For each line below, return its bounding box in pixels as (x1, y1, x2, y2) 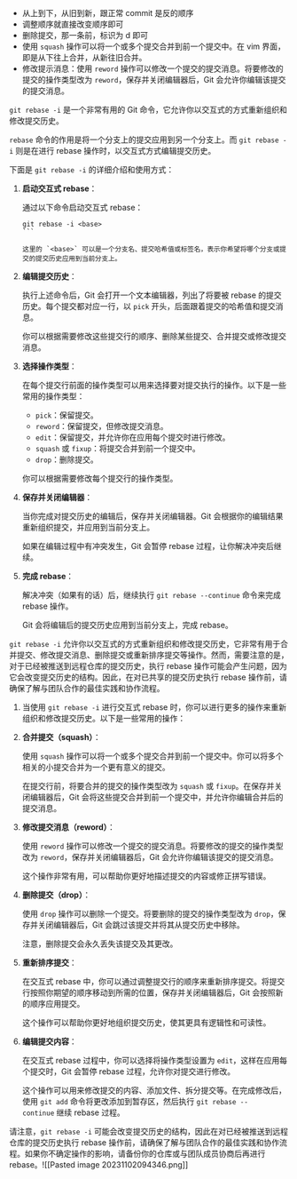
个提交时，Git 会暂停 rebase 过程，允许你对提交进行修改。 (21, 1066, 236, 1077)
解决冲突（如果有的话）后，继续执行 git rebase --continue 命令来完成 (21, 590, 282, 600)
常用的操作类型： (21, 391, 85, 402)
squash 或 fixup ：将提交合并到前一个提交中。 (35, 443, 201, 453)
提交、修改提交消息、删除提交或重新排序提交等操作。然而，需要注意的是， (16, 649, 289, 660)
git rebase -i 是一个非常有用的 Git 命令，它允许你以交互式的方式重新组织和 (9, 105, 288, 115)
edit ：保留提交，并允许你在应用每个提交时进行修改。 (35, 432, 231, 442)
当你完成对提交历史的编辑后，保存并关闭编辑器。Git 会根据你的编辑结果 (21, 511, 284, 522)
